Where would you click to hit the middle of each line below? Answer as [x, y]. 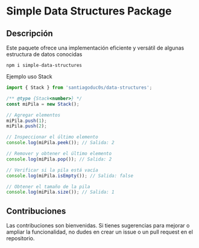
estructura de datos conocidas [44, 54]
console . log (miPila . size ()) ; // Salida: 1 [60, 192]
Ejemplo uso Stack [29, 76]
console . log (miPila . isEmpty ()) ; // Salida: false [70, 176]
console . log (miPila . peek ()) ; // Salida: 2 [60, 143]
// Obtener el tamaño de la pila [48, 186]
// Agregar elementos [33, 115]
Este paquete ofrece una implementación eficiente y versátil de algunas [95, 48]
